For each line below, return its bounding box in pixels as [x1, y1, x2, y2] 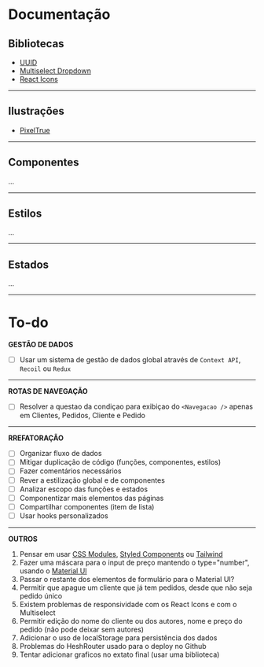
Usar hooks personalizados [19, 510, 108, 521]
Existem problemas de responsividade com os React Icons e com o [19, 599, 237, 609]
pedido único [19, 591, 63, 600]
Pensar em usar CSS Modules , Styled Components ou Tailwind [19, 549, 223, 558]
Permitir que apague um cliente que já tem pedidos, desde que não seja [19, 583, 253, 592]
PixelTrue [19, 125, 50, 135]
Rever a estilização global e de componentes [19, 475, 165, 485]
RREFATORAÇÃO [8, 433, 64, 443]
